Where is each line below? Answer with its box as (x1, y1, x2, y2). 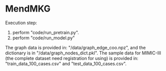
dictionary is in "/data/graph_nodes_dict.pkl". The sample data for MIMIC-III (5, 50, 161, 56)
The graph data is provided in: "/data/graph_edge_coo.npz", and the (5, 44, 146, 50)
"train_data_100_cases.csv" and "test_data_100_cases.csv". (5, 60, 127, 66)
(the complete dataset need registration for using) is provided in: (5, 55, 139, 61)
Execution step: (5, 20, 38, 26)
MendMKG (5, 3, 51, 15)
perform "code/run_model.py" (12, 35, 75, 41)
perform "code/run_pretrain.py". (12, 29, 79, 35)
